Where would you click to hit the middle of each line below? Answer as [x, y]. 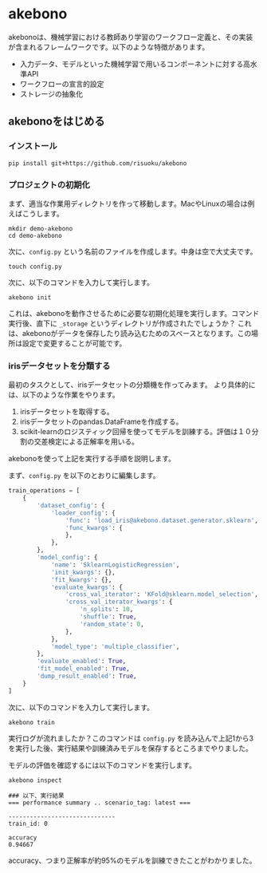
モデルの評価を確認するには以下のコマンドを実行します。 [102, 765]
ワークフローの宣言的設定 [62, 84]
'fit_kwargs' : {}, [81, 579]
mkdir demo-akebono [41, 228]
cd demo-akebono [35, 235]
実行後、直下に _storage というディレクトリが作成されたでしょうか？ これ [130, 323]
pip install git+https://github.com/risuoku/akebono [98, 163]
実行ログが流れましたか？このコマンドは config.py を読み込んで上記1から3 [131, 738]
